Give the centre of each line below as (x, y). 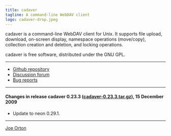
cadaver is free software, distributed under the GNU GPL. (65, 55)
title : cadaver (21, 10)
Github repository (31, 69)
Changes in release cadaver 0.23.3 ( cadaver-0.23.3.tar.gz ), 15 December (84, 96)
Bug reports (25, 80)
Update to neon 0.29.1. (36, 113)
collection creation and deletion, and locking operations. (64, 45)
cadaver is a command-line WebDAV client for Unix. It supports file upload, (84, 34)
